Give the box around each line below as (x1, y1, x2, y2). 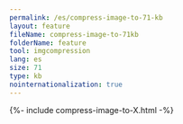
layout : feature (9, 22, 70, 31)
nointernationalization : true (9, 80, 124, 89)
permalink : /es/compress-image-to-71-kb (9, 13, 164, 22)
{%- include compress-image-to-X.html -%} (9, 104, 174, 115)
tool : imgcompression (9, 47, 91, 56)
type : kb (9, 72, 42, 81)
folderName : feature (9, 38, 87, 48)
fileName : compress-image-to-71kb (9, 30, 140, 39)
